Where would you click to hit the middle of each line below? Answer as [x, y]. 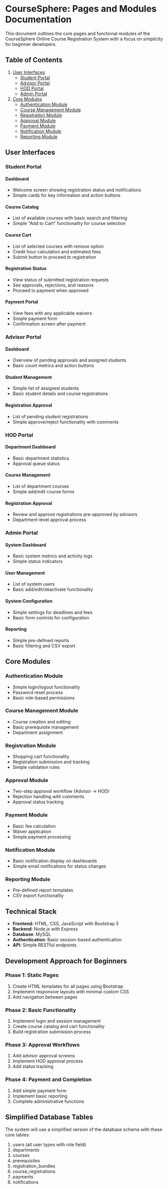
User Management [25, 573]
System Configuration [29, 601]
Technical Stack [31, 911]
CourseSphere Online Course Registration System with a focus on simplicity [84, 39]
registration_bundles [34, 1166]
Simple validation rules [36, 767]
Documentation [39, 19]
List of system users [34, 584]
